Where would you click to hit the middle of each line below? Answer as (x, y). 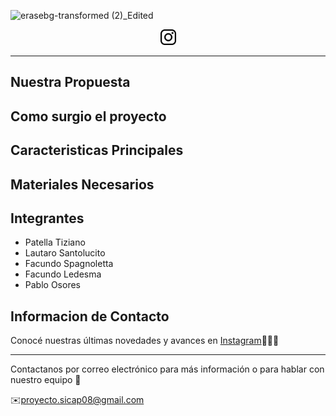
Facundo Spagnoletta (69, 264)
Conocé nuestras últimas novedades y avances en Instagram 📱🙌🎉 (145, 341)
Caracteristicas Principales (97, 150)
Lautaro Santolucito (65, 253)
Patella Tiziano (55, 242)
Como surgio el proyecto (88, 116)
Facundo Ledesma (63, 274)
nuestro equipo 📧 (46, 380)
